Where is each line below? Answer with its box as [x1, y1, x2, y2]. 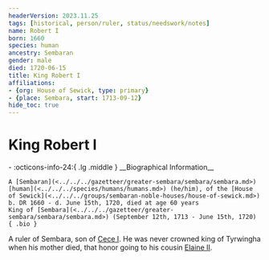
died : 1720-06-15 [8, 64, 67, 72]
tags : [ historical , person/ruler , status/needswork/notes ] [8, 19, 210, 27]
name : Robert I [8, 26, 59, 35]
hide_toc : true [8, 101, 59, 109]
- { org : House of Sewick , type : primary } [8, 86, 149, 95]
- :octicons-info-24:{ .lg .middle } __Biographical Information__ [8, 162, 214, 173]
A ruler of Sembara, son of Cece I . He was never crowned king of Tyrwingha [8, 234, 261, 244]
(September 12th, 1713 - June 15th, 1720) [112, 213, 257, 221]
